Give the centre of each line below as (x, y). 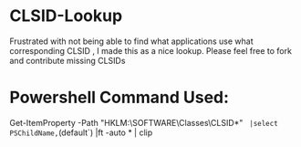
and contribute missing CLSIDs (67, 60)
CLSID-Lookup (66, 16)
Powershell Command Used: (119, 98)
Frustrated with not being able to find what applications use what (131, 41)
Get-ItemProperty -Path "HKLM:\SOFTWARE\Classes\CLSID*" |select (144, 122)
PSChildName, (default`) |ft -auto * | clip (81, 132)
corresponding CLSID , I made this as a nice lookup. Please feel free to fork (150, 50)
